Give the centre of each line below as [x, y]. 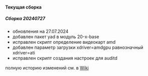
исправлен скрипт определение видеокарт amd [64, 42]
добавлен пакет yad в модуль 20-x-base [56, 36]
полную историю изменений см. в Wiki [47, 67]
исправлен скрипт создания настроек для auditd [65, 58]
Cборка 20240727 [25, 19]
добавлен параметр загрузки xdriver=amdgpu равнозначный [78, 47]
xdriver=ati [24, 52]
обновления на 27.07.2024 [40, 31]
